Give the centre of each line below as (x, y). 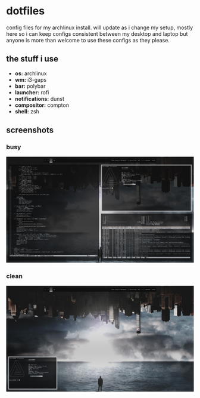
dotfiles (26, 11)
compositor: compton (42, 105)
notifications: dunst (39, 98)
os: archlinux (31, 73)
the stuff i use (32, 59)
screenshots (30, 130)
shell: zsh (27, 111)
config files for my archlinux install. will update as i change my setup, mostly (100, 27)
